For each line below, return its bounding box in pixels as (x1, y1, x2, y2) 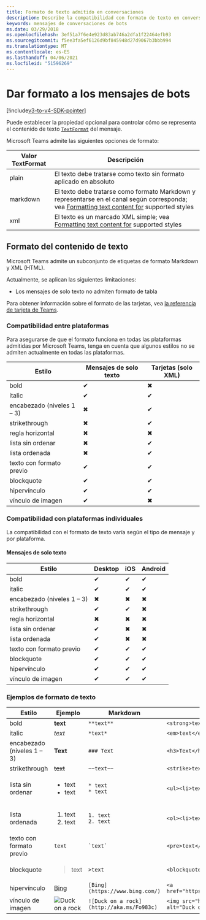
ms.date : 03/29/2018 (6, 26, 59, 33)
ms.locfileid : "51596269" (6, 60, 72, 66)
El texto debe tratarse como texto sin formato (54, 170, 185, 178)
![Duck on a (88, 898, 123, 905)
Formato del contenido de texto (6, 241, 129, 251)
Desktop (94, 565, 120, 573)
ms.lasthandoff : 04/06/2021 (6, 55, 78, 61)
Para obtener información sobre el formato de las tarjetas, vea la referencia (6, 300, 196, 307)
